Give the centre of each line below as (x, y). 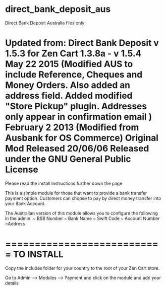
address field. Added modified (69, 96)
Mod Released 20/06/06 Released (77, 149)
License (22, 170)
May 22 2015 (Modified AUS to (69, 64)
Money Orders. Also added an (68, 85)
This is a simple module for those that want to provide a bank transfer (76, 193)
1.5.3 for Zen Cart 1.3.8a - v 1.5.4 (73, 54)
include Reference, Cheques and (74, 75)
